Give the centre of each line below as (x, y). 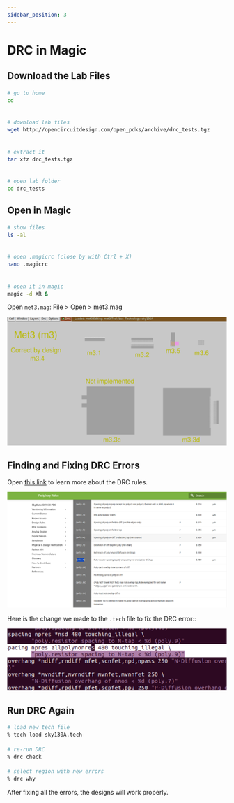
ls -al (17, 235)
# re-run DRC (26, 749)
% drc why (22, 779)
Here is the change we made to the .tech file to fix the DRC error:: (102, 619)
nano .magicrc (28, 265)
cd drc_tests (26, 189)
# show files (26, 227)
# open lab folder (34, 182)
